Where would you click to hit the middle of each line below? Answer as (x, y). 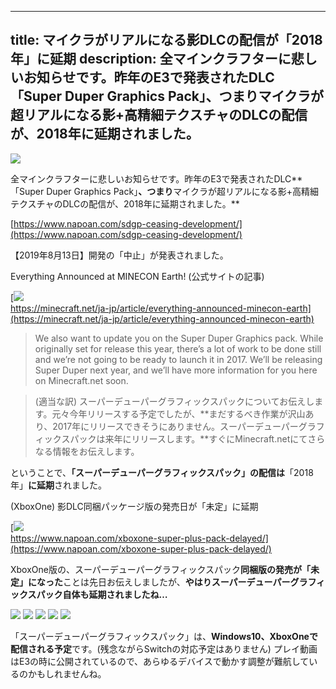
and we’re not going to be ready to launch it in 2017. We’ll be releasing (178, 359)
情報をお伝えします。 (96, 451)
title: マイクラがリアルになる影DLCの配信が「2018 (166, 40)
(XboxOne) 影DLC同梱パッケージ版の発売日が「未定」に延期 (134, 506)
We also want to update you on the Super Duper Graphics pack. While (179, 338)
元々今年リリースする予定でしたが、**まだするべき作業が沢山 (178, 413)
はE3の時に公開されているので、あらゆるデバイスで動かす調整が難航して (160, 661)
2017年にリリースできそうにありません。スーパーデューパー (175, 426)
